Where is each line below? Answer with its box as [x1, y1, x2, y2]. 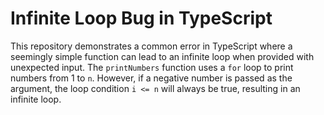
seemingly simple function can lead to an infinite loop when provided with [10, 50, 315, 62]
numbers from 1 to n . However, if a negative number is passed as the [10, 72, 293, 84]
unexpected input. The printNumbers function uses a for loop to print [10, 61, 294, 73]
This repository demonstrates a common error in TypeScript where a [10, 40, 293, 52]
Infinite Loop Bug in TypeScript [10, 7, 273, 30]
